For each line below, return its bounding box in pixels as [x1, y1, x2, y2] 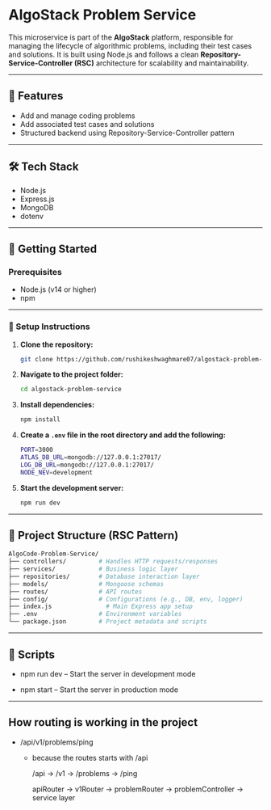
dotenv [19, 211, 44, 221]
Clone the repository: [19, 340, 94, 349]
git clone [19, 355, 54, 363]
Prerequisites [8, 266, 62, 277]
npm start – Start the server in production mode [19, 685, 179, 694]
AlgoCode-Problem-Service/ [8, 550, 99, 559]
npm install [19, 416, 60, 424]
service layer [31, 792, 76, 802]
